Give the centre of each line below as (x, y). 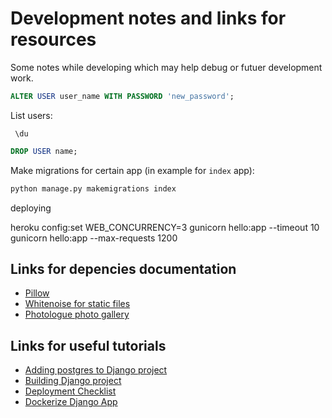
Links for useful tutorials (88, 345)
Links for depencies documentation (123, 268)
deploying (31, 208)
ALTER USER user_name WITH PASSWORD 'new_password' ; (122, 96)
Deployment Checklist (70, 391)
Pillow (37, 293)
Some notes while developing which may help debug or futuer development (166, 67)
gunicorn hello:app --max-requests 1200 (94, 238)
